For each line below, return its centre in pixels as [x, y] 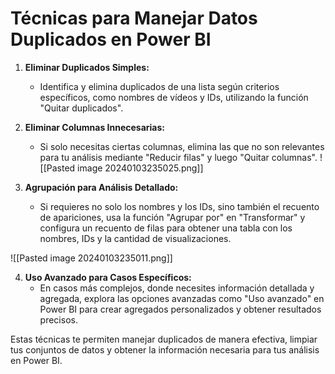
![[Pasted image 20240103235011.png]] [91, 258]
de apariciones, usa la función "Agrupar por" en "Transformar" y [172, 217]
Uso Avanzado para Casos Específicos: [108, 277]
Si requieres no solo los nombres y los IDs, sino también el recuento [179, 206]
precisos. [58, 319]
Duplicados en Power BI [111, 39]
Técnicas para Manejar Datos [134, 18]
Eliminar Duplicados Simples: [87, 67]
